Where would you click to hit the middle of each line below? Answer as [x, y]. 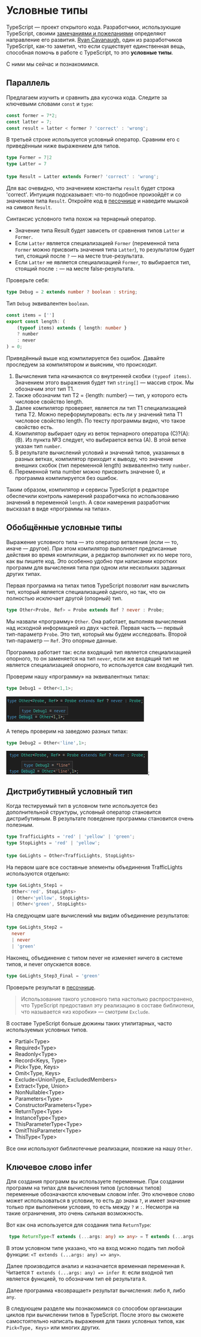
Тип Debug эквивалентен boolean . [48, 303]
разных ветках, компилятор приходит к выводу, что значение [94, 459]
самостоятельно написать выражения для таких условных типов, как [95, 1321]
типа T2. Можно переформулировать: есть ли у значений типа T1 [98, 414]
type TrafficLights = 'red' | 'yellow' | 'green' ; [71, 837]
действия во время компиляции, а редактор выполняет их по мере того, [99, 554]
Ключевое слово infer [49, 1167]
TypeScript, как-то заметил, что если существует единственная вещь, [96, 46]
